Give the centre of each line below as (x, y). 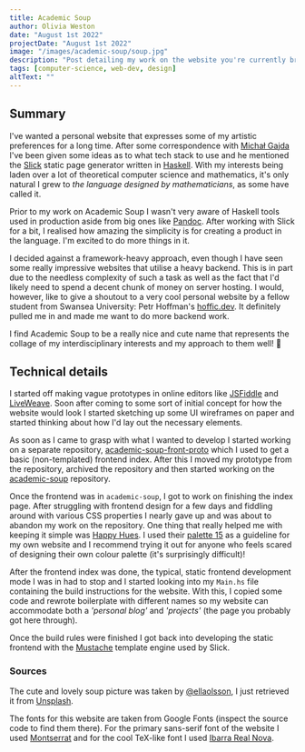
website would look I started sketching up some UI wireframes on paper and (152, 413)
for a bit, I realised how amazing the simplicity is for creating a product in (146, 231)
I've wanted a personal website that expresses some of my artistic (133, 135)
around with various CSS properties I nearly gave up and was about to (141, 516)
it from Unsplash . (42, 700)
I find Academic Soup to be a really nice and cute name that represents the (149, 334)
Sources (28, 671)
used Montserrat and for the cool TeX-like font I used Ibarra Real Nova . (142, 737)
